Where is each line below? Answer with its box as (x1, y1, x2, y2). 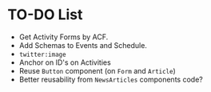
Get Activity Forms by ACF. (18, 32, 109, 42)
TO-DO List (7, 6, 83, 24)
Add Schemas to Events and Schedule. (18, 40, 147, 50)
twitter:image (18, 50, 66, 58)
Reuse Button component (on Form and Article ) (18, 66, 177, 75)
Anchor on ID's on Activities (18, 58, 111, 67)
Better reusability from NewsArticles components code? (18, 74, 203, 84)
